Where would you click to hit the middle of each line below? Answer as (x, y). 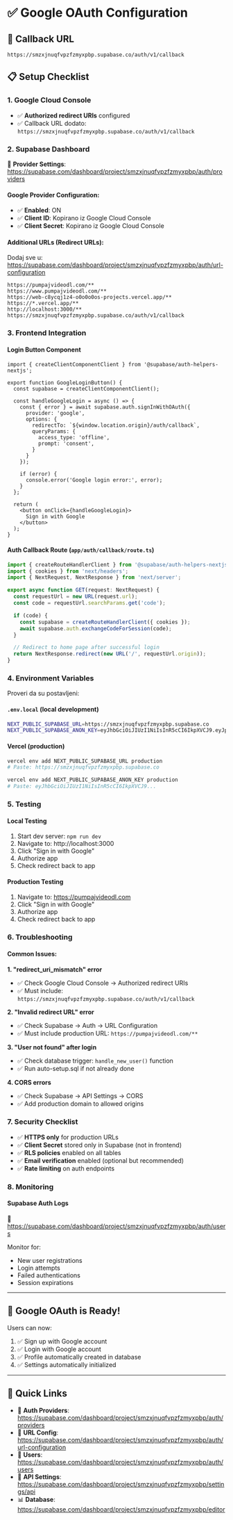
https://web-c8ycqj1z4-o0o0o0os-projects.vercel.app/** (89, 297)
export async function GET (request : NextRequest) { (83, 590)
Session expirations (45, 1282)
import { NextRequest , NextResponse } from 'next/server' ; (94, 578)
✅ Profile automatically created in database (79, 1357)
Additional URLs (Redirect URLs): (55, 242)
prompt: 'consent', (66, 443)
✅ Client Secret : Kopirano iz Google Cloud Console (90, 226)
